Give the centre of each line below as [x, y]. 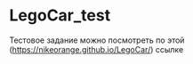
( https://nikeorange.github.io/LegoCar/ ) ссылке [96, 49]
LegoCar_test [60, 16]
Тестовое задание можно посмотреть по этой [97, 40]
